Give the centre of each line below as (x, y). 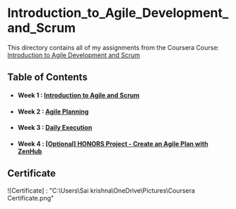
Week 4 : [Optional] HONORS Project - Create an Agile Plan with (113, 143)
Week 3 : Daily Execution (55, 128)
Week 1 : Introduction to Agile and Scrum (78, 95)
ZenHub (30, 151)
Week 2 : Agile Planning (53, 112)
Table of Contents (48, 77)
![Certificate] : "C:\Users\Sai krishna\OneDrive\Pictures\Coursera (101, 190)
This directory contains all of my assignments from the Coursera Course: (113, 47)
